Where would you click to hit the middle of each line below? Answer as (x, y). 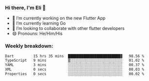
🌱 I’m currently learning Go (39, 23)
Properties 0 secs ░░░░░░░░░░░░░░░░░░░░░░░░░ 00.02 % (75, 74)
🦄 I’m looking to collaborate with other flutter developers (68, 28)
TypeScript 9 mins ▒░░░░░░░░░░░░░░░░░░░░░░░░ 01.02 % (75, 61)
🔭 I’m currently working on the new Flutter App (59, 18)
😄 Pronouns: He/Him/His (37, 34)
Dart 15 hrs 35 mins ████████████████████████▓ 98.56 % (75, 56)
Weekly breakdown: (29, 46)
